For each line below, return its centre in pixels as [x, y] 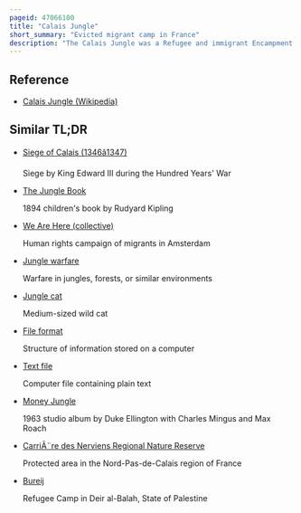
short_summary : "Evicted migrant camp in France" [105, 34]
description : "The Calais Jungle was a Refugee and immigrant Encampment [151, 43]
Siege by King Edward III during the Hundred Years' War [127, 173]
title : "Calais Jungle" [54, 26]
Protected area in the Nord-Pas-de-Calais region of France [132, 463]
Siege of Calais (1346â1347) [75, 152]
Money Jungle [49, 401]
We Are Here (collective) [68, 225]
